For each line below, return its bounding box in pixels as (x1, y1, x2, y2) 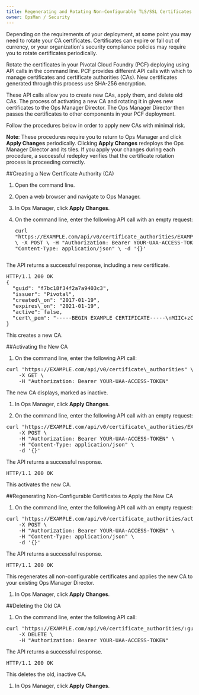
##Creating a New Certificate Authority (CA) (6, 170, 114, 177)
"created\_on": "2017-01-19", (12, 297, 100, 303)
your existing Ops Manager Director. (6, 579, 95, 586)
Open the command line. (14, 181, 75, 189)
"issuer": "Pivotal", (12, 291, 75, 297)
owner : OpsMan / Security (6, 14, 70, 20)
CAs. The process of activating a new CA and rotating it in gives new (6, 97, 174, 104)
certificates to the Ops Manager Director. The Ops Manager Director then (6, 104, 185, 111)
